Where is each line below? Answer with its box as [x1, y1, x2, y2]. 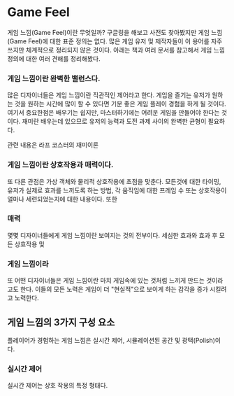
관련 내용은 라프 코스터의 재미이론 [7, 141, 99, 149]
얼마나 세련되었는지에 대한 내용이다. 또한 [7, 195, 117, 203]
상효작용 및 [14, 239, 45, 248]
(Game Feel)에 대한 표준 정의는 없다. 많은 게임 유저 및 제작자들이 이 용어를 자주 [7, 36, 223, 45]
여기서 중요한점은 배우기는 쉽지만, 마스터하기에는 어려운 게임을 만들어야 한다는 [7, 108, 220, 117]
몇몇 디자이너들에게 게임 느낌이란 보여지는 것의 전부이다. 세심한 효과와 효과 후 [7, 231, 218, 239]
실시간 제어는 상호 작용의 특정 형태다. [7, 381, 108, 390]
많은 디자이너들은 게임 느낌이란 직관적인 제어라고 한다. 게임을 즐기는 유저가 [7, 91, 211, 99]
